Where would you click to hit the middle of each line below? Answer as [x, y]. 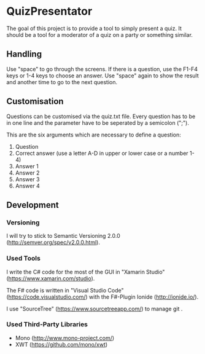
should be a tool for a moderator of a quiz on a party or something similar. [100, 34]
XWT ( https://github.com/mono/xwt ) [61, 344]
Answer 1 [27, 166]
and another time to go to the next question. [62, 82]
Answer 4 [27, 186]
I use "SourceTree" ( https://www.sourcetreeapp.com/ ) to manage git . [95, 309]
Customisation [35, 102]
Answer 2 [27, 173]
